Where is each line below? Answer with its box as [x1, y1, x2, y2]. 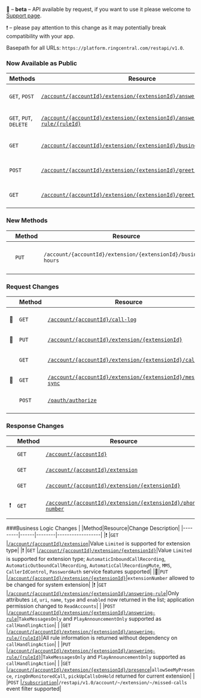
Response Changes [6, 421, 64, 430]
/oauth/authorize [47, 397, 97, 403]
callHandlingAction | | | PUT [6, 641, 71, 648]
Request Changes [6, 282, 59, 290]
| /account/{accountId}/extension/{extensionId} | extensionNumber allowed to [6, 575, 195, 582]
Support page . [6, 12, 42, 19]
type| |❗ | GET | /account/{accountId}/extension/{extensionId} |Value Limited [6, 547, 193, 554]
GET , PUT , [9, 114, 33, 122]
